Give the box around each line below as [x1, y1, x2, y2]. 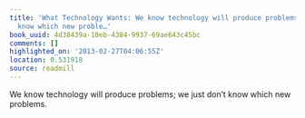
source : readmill [9, 64, 75, 74]
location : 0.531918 [9, 55, 84, 64]
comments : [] [9, 38, 59, 48]
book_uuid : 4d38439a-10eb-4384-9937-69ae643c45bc [9, 30, 202, 39]
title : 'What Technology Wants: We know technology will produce [9, 13, 261, 23]
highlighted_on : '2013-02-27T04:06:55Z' [9, 47, 165, 56]
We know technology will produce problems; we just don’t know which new [9, 88, 291, 100]
